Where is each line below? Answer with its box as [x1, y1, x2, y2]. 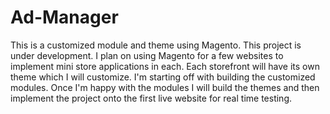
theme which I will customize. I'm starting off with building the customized [10, 71, 316, 83]
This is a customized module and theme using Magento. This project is [10, 39, 302, 51]
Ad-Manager [10, 6, 119, 29]
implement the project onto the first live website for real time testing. [10, 92, 293, 104]
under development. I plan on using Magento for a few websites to [10, 49, 284, 61]
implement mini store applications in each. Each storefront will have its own [10, 60, 320, 72]
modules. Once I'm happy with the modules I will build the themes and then [10, 81, 320, 93]
